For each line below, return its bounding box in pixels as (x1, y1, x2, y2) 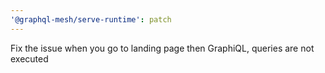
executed (10, 52, 49, 65)
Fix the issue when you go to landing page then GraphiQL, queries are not (10, 42, 315, 54)
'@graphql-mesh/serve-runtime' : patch (10, 14, 172, 25)
